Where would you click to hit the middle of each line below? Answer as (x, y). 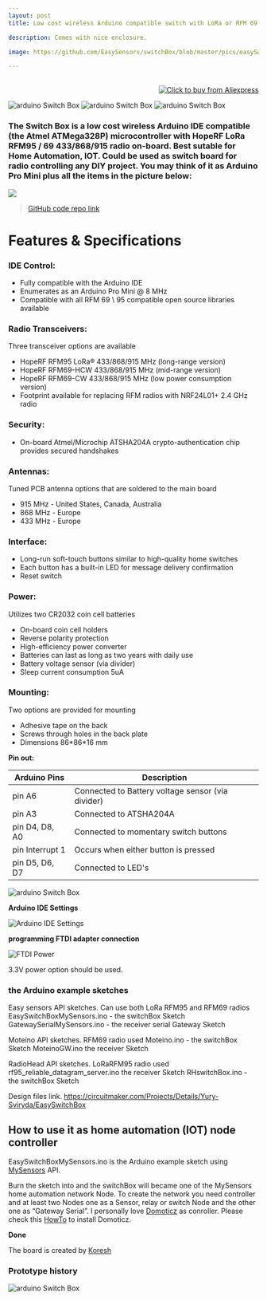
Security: (27, 425)
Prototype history (43, 1270)
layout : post (30, 16)
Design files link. (35, 1097)
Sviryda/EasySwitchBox (47, 1105)
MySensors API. (35, 1170)
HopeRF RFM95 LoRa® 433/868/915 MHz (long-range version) (123, 362)
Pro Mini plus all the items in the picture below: (100, 176)
